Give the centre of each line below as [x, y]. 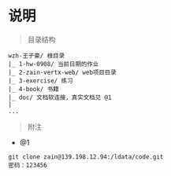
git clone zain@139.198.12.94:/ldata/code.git [86, 157]
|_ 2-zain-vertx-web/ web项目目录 [62, 72]
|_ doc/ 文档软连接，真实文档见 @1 [60, 97]
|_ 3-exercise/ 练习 [41, 81]
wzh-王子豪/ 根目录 [37, 56]
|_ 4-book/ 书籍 [33, 89]
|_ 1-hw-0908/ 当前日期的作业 [54, 64]
